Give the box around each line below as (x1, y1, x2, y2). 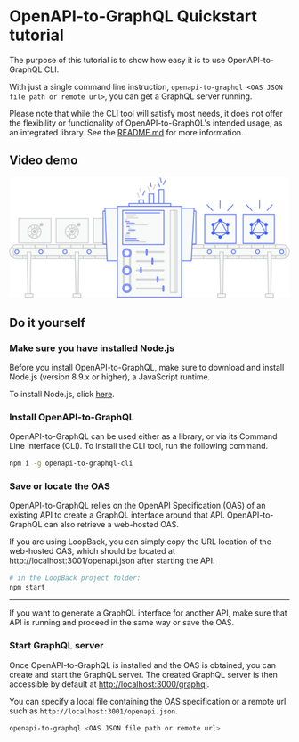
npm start (9, 583, 46, 592)
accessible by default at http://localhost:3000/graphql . (9, 679, 210, 689)
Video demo (9, 153, 78, 168)
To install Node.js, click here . (9, 389, 116, 399)
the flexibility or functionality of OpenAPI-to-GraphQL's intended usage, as (9, 118, 283, 128)
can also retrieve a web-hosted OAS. (44, 519, 180, 530)
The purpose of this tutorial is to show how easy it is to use (9, 54, 226, 65)
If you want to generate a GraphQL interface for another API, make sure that (9, 607, 287, 618)
